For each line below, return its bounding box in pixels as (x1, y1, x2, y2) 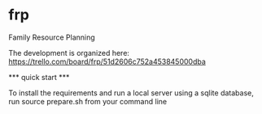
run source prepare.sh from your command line (8, 96, 168, 106)
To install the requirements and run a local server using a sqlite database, (8, 87, 254, 98)
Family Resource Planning (8, 32, 95, 42)
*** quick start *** (8, 72, 70, 82)
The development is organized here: (8, 48, 130, 57)
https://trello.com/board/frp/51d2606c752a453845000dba (8, 57, 206, 66)
